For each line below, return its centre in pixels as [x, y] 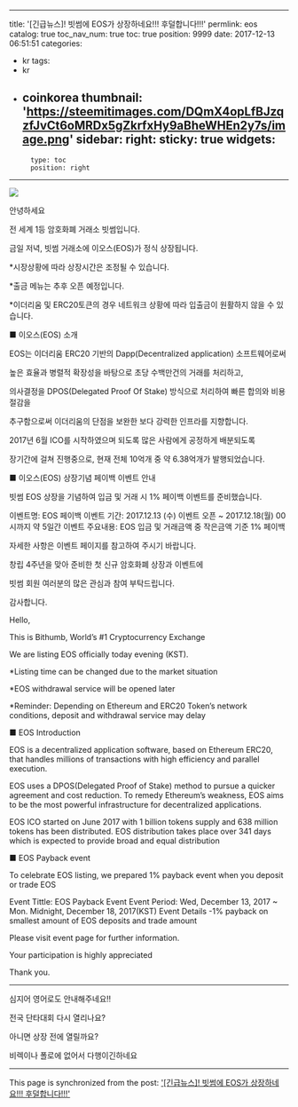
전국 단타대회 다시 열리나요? [58, 1017]
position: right [60, 168]
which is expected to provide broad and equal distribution [114, 841]
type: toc [48, 160]
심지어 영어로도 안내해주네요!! [60, 999]
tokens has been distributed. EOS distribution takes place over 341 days [141, 831]
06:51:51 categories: [46, 43]
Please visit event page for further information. [94, 937]
